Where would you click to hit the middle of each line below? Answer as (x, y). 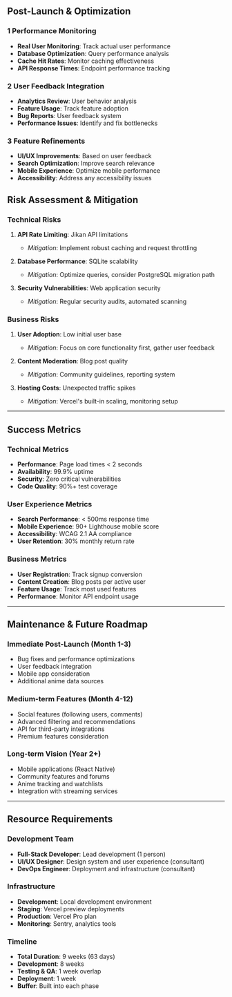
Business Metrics (37, 559)
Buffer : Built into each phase (58, 986)
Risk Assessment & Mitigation (73, 200)
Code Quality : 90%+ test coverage (67, 486)
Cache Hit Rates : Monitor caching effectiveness (85, 61)
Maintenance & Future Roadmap (78, 624)
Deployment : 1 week (47, 979)
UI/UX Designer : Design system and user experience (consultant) (111, 861)
